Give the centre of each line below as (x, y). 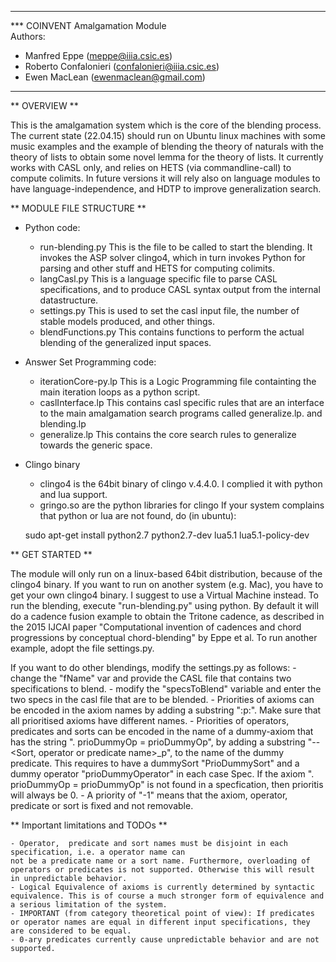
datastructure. (69, 300)
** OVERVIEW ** (44, 105)
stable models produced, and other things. (127, 321)
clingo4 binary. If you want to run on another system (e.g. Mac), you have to (167, 584)
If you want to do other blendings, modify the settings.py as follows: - (153, 667)
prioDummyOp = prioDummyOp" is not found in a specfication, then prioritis (167, 784)
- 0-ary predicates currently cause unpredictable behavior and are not (165, 940)
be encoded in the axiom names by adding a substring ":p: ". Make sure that (166, 710)
